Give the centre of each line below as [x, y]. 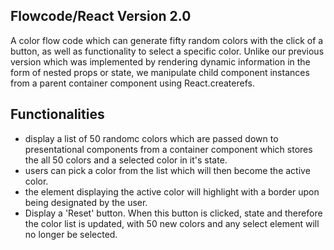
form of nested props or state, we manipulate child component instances [160, 72]
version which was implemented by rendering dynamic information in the [160, 61]
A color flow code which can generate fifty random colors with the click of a [167, 40]
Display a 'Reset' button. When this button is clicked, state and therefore [173, 213]
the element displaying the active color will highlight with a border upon [172, 191]
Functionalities [57, 114]
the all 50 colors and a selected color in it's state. [126, 160]
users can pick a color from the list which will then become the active [167, 170]
